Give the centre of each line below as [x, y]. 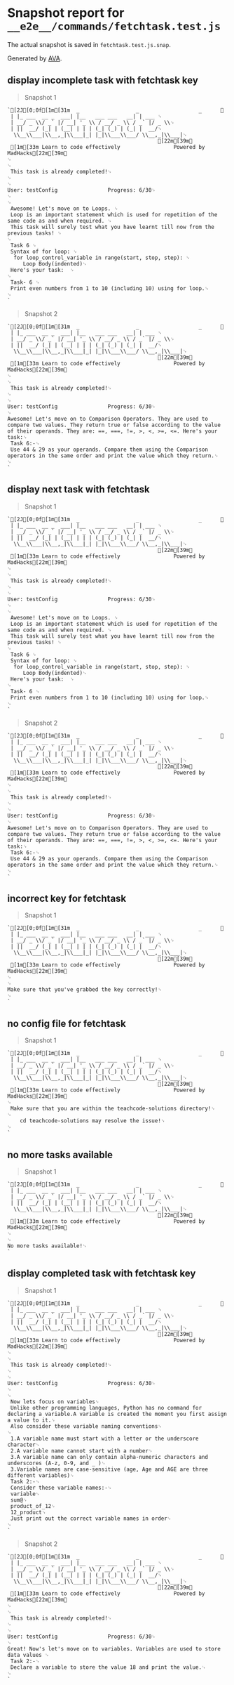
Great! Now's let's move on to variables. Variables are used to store [114, 1648]
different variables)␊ [41, 1475]
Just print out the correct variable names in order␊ [91, 1519]
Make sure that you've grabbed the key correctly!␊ [85, 990]
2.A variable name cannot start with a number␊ [81, 1451]
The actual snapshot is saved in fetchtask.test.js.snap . [89, 44]
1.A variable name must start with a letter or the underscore [104, 1438]
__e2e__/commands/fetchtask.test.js [114, 26]
